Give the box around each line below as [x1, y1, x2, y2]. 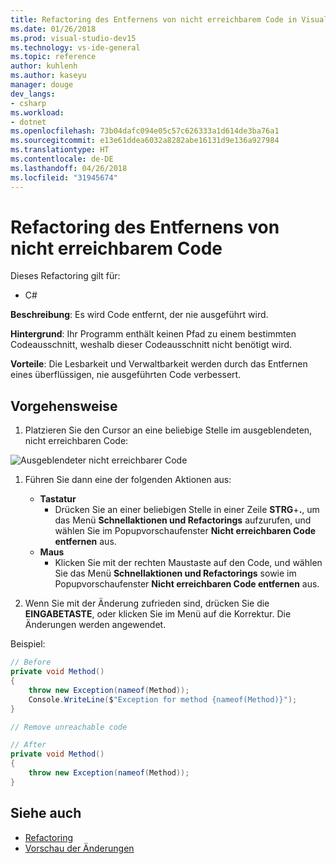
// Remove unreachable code [10, 722, 128, 732]
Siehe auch [10, 805, 82, 822]
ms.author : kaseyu [10, 71, 87, 81]
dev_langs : [10, 89, 56, 99]
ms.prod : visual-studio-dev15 [10, 33, 137, 43]
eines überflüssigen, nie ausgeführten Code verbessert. [10, 369, 242, 381]
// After [10, 740, 47, 750]
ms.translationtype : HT [10, 145, 110, 155]
